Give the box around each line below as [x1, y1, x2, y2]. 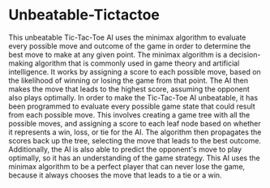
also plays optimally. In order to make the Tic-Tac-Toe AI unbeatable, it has [8, 92, 258, 102]
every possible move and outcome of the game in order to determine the [8, 41, 251, 50]
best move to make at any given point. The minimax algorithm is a [8, 49, 228, 59]
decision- [229, 49, 261, 59]
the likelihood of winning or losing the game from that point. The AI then [8, 75, 249, 85]
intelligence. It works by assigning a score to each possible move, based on [8, 66, 261, 76]
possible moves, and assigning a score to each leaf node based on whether [8, 118, 261, 128]
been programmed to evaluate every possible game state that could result [8, 101, 255, 111]
